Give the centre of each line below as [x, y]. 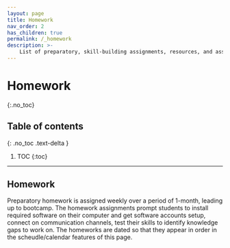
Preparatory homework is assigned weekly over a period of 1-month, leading [115, 201]
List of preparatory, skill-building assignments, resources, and [116, 52]
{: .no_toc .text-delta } [38, 143]
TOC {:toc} [32, 156]
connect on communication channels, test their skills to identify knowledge [113, 223]
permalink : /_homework [39, 39]
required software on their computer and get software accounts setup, [106, 215]
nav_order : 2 [26, 26]
